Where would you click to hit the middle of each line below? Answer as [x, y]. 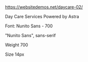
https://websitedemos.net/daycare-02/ [44, 7]
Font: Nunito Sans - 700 [29, 26]
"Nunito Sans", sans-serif [30, 35]
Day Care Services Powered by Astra [42, 16]
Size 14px [15, 54]
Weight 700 [17, 45]
